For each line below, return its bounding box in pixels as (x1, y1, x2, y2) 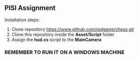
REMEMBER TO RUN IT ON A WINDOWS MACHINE (4, 49, 125, 56)
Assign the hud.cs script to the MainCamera (11, 37, 102, 42)
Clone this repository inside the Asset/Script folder (11, 31, 115, 37)
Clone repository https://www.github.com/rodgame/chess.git (11, 26, 134, 32)
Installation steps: (4, 17, 40, 22)
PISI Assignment (4, 4, 56, 12)
